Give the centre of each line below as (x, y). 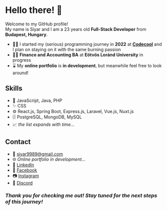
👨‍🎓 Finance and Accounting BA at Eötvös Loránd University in (78, 55)
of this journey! (24, 202)
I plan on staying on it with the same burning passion (67, 49)
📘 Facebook (25, 170)
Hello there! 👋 (34, 10)
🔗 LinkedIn (23, 165)
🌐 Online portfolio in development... (49, 159)
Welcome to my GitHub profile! (37, 24)
